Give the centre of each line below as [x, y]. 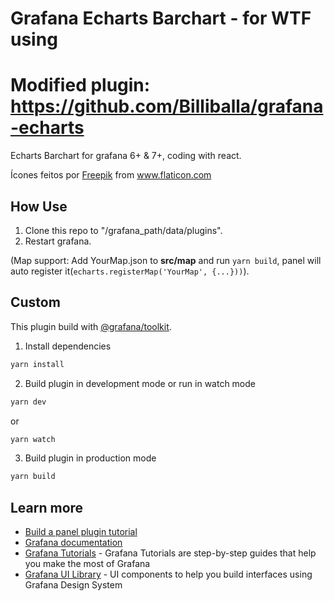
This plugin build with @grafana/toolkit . [91, 326]
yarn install [37, 364]
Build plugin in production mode [90, 458]
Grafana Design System [73, 585]
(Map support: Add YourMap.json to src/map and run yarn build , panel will [166, 260]
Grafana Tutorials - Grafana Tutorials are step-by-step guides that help [170, 553]
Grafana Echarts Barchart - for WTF [161, 18]
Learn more [47, 507]
